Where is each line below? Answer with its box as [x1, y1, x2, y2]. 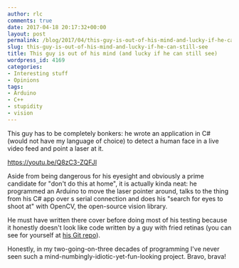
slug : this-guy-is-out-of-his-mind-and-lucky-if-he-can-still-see [7, 43, 208, 50]
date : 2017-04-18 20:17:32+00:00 [7, 23, 107, 31]
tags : [7, 83, 23, 90]
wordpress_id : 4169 [7, 57, 65, 64]
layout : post [7, 30, 46, 38]
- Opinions [7, 76, 40, 84]
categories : [7, 63, 43, 70]
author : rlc [7, 10, 43, 18]
